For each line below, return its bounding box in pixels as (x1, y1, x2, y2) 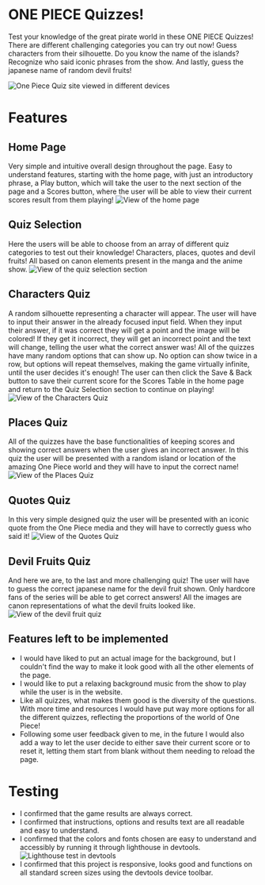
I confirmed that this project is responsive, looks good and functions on (19, 859, 253, 868)
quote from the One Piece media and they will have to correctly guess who (8, 523, 252, 533)
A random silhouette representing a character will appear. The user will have (8, 308, 257, 318)
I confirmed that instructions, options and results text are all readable (19, 817, 245, 826)
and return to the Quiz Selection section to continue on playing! (8, 384, 214, 394)
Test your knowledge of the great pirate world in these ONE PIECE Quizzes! (8, 32, 254, 41)
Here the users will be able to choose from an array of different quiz (8, 239, 229, 248)
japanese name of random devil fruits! (8, 65, 132, 75)
